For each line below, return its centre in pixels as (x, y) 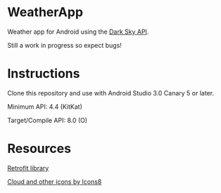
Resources (39, 149)
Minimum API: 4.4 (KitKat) (45, 107)
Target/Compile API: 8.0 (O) (48, 120)
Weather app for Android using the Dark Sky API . (78, 32)
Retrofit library (28, 168)
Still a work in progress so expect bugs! (64, 45)
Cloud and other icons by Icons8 (55, 181)
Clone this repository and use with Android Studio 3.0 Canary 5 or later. (111, 93)
